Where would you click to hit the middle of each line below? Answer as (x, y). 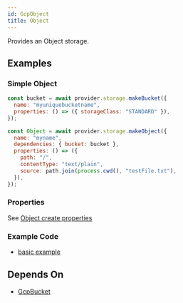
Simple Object (32, 83)
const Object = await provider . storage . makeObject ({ (87, 131)
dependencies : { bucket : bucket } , (67, 144)
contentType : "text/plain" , (62, 165)
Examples (30, 63)
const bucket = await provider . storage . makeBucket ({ (87, 98)
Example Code (33, 236)
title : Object (28, 21)
